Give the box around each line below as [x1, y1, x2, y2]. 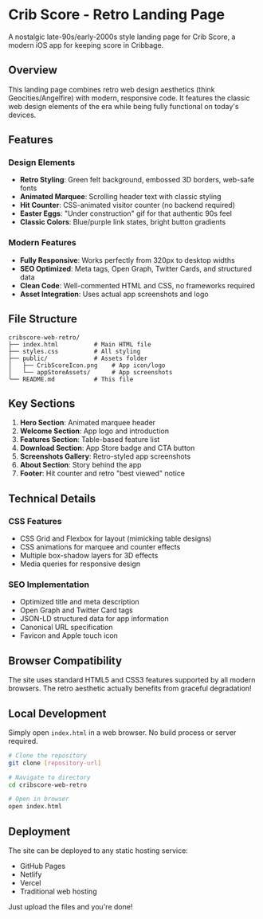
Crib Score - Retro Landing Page [8, 6, 226, 24]
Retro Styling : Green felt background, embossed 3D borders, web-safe [19, 175, 255, 185]
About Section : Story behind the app [19, 460, 142, 470]
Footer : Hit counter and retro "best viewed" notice [19, 468, 186, 479]
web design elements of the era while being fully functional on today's [8, 101, 239, 111]
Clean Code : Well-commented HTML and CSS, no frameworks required [19, 280, 255, 290]
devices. [8, 110, 37, 119]
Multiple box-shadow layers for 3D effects [19, 551, 159, 561]
